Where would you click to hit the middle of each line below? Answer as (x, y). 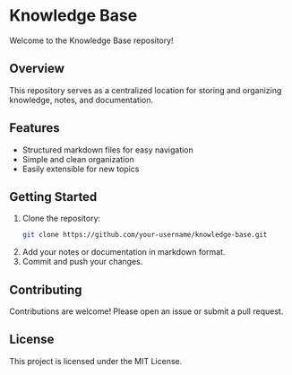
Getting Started (53, 197)
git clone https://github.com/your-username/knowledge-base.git (145, 235)
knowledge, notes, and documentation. (82, 100)
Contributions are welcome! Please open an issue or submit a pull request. (146, 311)
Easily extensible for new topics (81, 169)
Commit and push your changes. (82, 262)
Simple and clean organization (78, 159)
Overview (37, 69)
